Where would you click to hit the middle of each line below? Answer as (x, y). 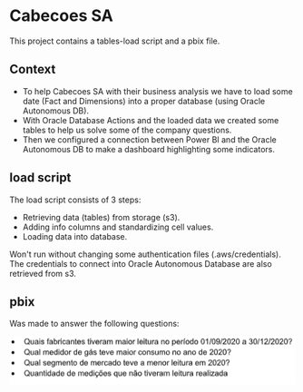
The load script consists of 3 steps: (75, 200)
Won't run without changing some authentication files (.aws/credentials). (145, 254)
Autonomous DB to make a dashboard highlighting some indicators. (148, 149)
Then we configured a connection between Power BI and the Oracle (149, 139)
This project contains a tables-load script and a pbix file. (115, 41)
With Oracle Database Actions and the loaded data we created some (151, 120)
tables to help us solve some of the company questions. (127, 130)
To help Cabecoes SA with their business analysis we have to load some (157, 91)
